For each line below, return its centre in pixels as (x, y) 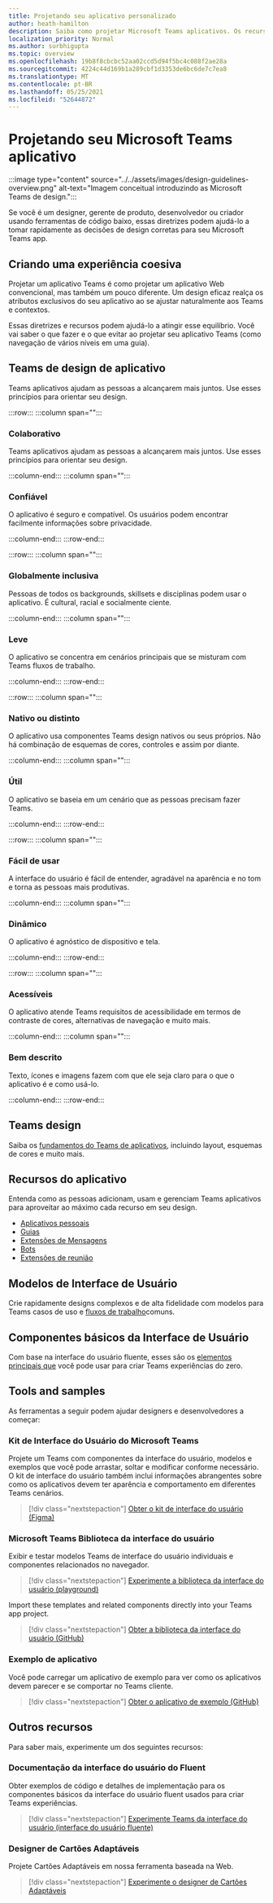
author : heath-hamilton (49, 24)
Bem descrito (35, 1057)
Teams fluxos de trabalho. (52, 666)
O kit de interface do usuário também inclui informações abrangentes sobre (135, 1476)
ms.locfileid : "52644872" (52, 99)
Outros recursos (51, 1727)
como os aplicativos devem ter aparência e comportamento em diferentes (132, 1484)
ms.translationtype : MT (49, 77)
